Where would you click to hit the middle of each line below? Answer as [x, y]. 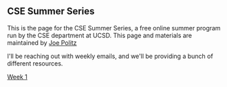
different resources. [35, 63]
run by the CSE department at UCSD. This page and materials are [100, 35]
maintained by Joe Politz [42, 42]
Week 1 [17, 77]
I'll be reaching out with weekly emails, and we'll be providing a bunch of [110, 56]
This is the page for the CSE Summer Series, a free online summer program [114, 28]
